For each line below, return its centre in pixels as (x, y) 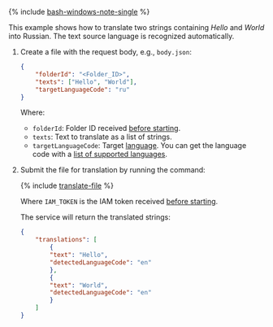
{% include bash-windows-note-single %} (79, 12)
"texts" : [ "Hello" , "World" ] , (87, 82)
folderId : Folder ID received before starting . (106, 129)
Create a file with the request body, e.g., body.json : (106, 52)
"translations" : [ (66, 240)
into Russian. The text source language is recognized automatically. (121, 36)
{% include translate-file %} (67, 185)
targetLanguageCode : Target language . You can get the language (139, 146)
